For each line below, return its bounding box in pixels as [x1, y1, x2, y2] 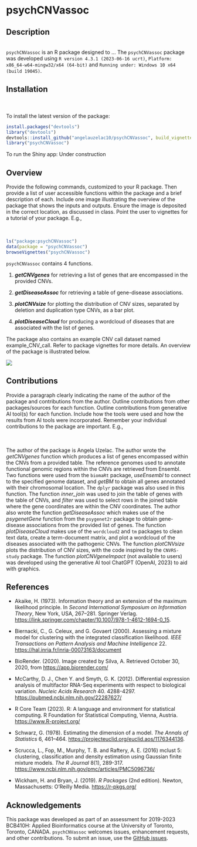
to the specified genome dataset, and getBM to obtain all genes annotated [6, 478, 186, 485]
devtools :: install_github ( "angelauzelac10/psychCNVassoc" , [6, 134, 154, 141]
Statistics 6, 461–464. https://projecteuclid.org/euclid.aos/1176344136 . [14, 735, 185, 743]
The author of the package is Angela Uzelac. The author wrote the [6, 447, 166, 454]
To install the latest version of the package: [6, 112, 110, 119]
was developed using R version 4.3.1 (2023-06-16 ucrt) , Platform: [6, 55, 172, 62]
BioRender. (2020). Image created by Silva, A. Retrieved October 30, [14, 658, 180, 665]
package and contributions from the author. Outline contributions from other [6, 397, 190, 405]
